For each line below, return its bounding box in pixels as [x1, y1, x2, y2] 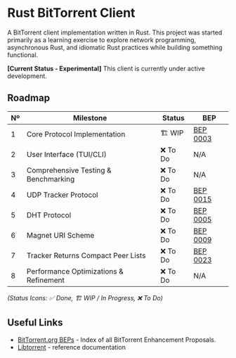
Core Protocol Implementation [27, 129, 126, 139]
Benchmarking [27, 174, 75, 184]
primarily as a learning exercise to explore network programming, [7, 35, 197, 44]
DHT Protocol [27, 210, 72, 219]
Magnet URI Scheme [27, 230, 95, 240]
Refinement [27, 275, 65, 285]
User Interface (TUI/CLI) [27, 149, 107, 159]
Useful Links [7, 317, 63, 328]
